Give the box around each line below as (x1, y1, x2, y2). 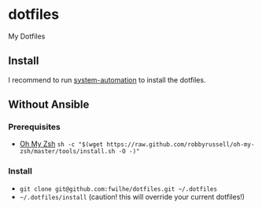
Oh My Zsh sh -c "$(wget (19, 139, 104, 148)
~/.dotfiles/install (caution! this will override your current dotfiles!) (19, 192, 245, 201)
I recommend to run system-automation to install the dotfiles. (8, 75, 206, 84)
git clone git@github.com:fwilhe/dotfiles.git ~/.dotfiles (19, 185, 218, 193)
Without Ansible (8, 98, 90, 112)
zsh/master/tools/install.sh (19, 148, 116, 156)
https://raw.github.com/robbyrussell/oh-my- (105, 141, 255, 148)
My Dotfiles (8, 31, 46, 41)
